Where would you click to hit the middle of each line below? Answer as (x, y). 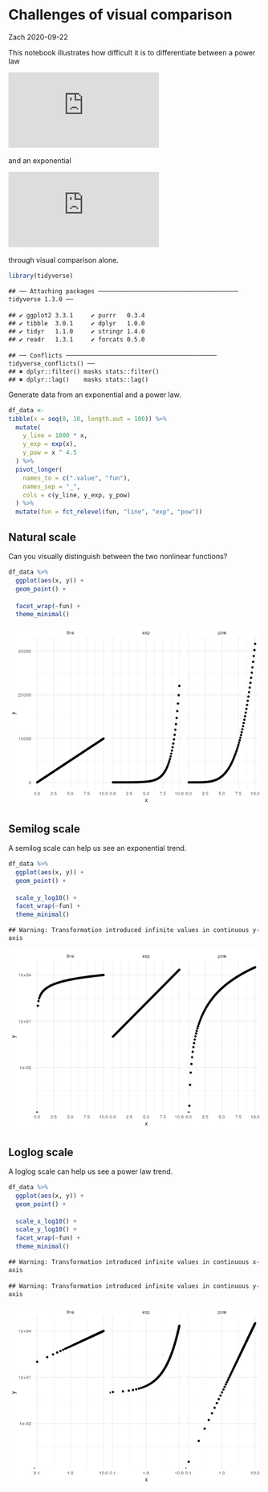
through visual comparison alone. (63, 260)
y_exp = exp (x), (50, 444)
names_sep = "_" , (52, 486)
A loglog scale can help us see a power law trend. (91, 1171)
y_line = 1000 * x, (55, 435)
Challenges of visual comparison (120, 15)
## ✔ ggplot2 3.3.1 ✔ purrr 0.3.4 (77, 315)
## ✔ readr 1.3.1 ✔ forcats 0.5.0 (77, 339)
